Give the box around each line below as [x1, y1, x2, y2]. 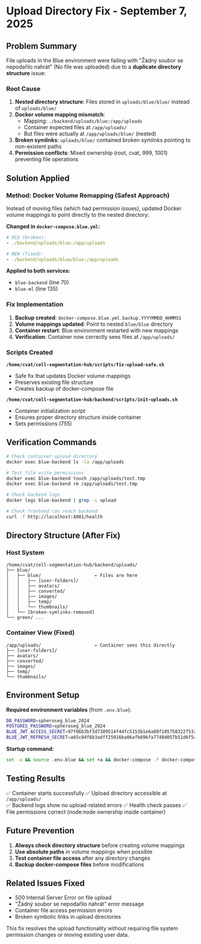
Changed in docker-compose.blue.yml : [6, 222, 100, 230]
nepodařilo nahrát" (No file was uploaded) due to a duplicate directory [6, 63, 181, 70]
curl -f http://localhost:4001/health [6, 514, 103, 520]
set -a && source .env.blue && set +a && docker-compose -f [6, 757, 160, 763]
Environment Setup [6, 690, 80, 701]
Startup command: [6, 745, 54, 752]
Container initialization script [14, 407, 86, 415]
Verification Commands [6, 437, 97, 448]
